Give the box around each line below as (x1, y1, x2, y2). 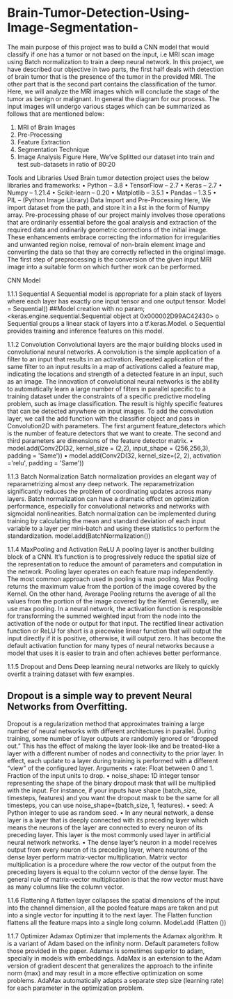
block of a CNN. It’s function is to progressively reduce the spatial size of (7, 553, 217, 561)
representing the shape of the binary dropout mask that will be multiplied (7, 779, 216, 787)
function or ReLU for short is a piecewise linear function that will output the (7, 626, 223, 635)
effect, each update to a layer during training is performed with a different (7, 756, 218, 765)
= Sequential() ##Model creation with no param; (7, 304, 145, 313)
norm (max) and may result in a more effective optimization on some (7, 968, 203, 977)
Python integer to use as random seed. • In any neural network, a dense (7, 808, 214, 817)
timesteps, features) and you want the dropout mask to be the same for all (7, 793, 220, 802)
